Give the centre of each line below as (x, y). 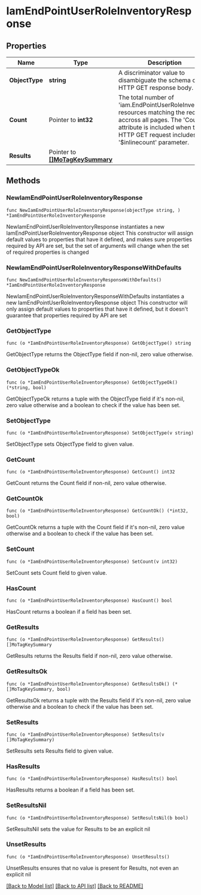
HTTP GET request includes (157, 135)
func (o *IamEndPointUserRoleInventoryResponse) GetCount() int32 (91, 472)
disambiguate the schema (155, 80)
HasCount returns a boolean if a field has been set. (69, 612)
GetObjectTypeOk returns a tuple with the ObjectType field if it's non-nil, (95, 399)
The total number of (146, 97)
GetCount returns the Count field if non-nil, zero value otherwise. (86, 483)
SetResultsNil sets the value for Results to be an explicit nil (78, 829)
